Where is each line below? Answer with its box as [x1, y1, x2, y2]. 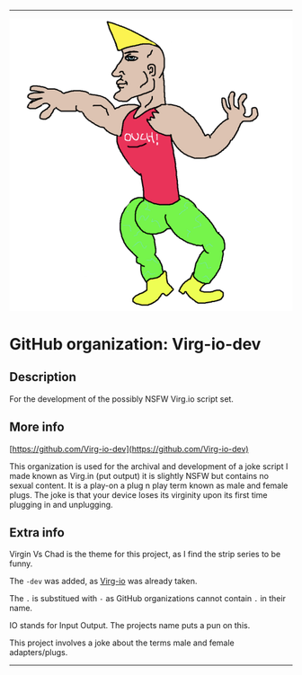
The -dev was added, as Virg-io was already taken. [9, 576, 198, 587]
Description [9, 369, 76, 385]
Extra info [9, 525, 65, 540]
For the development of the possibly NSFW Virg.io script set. [9, 393, 234, 404]
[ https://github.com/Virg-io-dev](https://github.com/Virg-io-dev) [9, 443, 249, 454]
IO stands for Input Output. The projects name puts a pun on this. [9, 620, 251, 631]
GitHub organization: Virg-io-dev [9, 333, 262, 354]
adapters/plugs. [9, 647, 68, 658]
